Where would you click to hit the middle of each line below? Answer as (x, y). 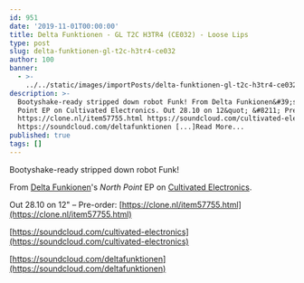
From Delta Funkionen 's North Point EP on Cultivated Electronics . (131, 187)
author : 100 (32, 60)
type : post (30, 43)
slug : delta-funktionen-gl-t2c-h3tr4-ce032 (93, 52)
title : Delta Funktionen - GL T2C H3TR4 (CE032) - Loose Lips (129, 34)
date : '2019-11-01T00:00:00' (64, 26)
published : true (40, 136)
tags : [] (26, 144)
